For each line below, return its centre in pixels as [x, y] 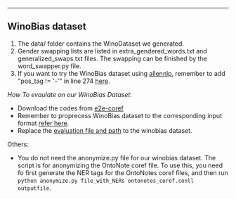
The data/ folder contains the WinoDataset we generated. [100, 44]
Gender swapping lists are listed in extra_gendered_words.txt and [112, 51]
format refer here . [43, 123]
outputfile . [34, 188]
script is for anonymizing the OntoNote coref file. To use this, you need [120, 165]
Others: [18, 144]
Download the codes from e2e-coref [71, 108]
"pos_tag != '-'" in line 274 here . [64, 81]
